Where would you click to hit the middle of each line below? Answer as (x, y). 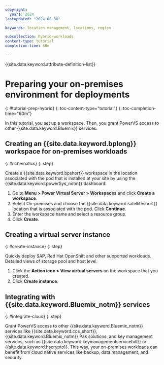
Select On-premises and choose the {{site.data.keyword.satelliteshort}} (85, 203)
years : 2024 (22, 14)
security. (14, 358)
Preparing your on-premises (64, 84)
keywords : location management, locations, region (58, 28)
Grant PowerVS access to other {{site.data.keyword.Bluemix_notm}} (74, 326)
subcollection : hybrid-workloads (39, 37)
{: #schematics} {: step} (29, 163)
